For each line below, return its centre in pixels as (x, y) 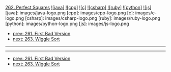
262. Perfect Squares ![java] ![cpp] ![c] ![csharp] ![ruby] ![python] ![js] (78, 7)
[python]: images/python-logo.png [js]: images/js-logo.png (67, 23)
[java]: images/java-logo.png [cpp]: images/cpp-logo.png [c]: (70, 13)
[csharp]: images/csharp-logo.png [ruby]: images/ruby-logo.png (93, 18)
